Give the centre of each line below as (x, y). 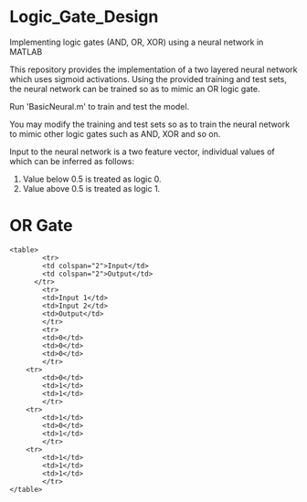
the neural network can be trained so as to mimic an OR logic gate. (135, 89)
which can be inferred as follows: (72, 161)
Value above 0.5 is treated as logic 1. (91, 188)
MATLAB (26, 51)
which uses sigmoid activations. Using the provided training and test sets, (148, 78)
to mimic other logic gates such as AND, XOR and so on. (115, 133)
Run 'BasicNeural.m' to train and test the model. (100, 106)
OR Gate (41, 226)
